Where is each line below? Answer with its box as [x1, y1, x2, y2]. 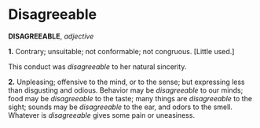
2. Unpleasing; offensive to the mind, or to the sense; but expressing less [8, 77, 245, 86]
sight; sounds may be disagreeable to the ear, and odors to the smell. [8, 102, 233, 112]
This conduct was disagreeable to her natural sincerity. [8, 61, 187, 71]
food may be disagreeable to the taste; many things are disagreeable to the [8, 93, 253, 103]
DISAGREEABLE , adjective [8, 31, 94, 41]
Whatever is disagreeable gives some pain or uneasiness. [8, 110, 195, 119]
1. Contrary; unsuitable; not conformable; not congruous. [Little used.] [8, 46, 235, 56]
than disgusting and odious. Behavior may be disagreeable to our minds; [8, 85, 244, 95]
